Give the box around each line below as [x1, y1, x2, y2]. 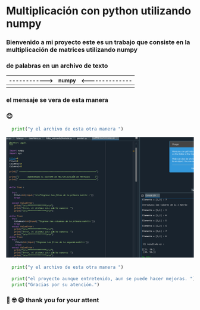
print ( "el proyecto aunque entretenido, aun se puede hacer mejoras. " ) [11, 275, 196, 281]
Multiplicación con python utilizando [6, 4, 192, 18]
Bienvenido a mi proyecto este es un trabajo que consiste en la [6, 38, 190, 46]
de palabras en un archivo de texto [6, 61, 108, 70]
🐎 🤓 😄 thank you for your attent [6, 296, 99, 305]
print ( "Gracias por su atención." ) [11, 282, 100, 288]
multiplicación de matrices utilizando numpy [6, 46, 138, 54]
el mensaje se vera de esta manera [6, 95, 109, 104]
